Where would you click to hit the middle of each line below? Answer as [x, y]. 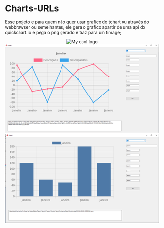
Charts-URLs [32, 9]
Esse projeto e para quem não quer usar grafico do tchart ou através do [77, 22]
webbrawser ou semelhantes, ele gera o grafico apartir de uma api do [75, 27]
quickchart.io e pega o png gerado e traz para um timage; [63, 32]
